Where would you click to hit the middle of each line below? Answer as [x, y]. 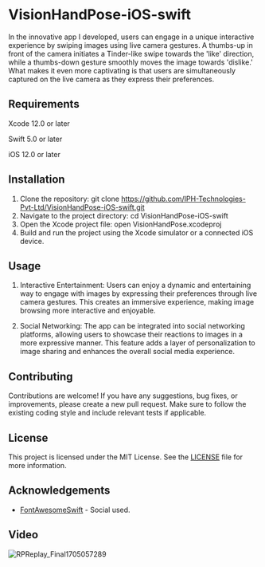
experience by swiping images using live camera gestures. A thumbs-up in [131, 45]
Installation [37, 180]
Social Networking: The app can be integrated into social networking [132, 326]
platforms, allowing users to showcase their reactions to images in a [131, 335]
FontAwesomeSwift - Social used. [75, 510]
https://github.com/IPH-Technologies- [183, 199]
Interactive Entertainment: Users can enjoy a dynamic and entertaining [135, 285]
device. [32, 241]
